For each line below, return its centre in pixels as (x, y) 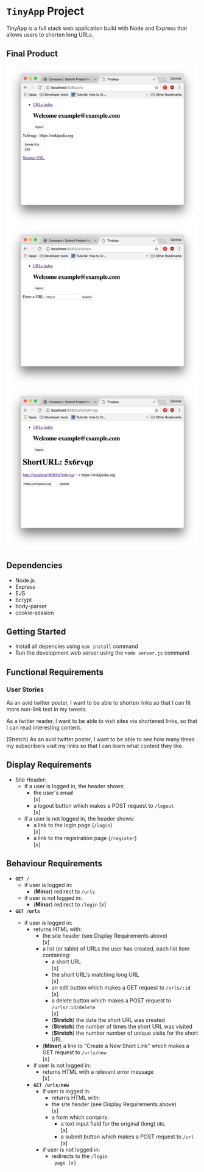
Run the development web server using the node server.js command (102, 653)
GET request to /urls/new (74, 1052)
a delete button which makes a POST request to (111, 1000)
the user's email (54, 793)
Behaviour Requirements (54, 864)
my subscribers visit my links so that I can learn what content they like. (95, 746)
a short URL (66, 962)
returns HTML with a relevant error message (98, 1071)
